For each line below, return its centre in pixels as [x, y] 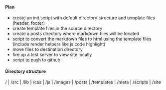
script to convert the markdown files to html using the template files [82, 39]
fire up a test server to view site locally [52, 55]
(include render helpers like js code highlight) [59, 44]
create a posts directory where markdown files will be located [76, 34]
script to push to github [36, 60]
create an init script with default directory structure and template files [84, 18]
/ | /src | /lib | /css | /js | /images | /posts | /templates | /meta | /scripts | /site [83, 82]
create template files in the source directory [57, 28]
